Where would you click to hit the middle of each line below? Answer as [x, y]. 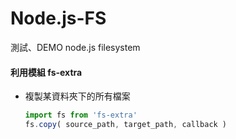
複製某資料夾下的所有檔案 [77, 96]
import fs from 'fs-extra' [81, 115]
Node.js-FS [58, 18]
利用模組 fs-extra [46, 72]
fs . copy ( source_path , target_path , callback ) [126, 125]
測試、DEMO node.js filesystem [75, 47]
